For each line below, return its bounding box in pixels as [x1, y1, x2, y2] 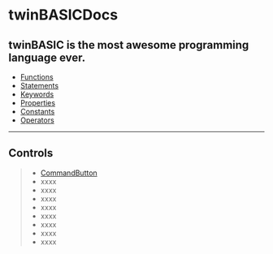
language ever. [8, 50, 86, 64]
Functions [19, 72, 54, 82]
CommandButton [40, 168, 97, 178]
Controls [8, 146, 54, 160]
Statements [19, 81, 59, 90]
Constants [19, 107, 55, 116]
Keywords [19, 89, 54, 99]
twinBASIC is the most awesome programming [8, 38, 249, 52]
